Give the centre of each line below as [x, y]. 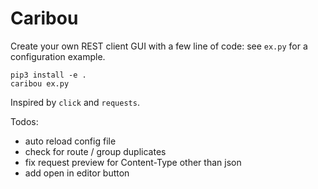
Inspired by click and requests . [75, 102]
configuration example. [58, 56]
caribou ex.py [40, 83]
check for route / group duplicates [95, 151]
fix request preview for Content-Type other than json [133, 162]
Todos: [24, 121]
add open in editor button [77, 173]
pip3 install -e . [48, 75]
